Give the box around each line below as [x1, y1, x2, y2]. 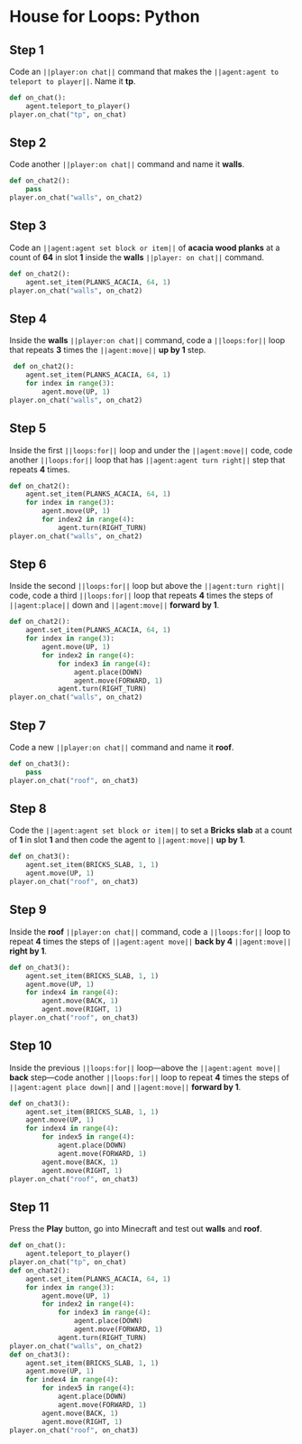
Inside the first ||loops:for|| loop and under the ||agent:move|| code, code [9, 444, 293, 455]
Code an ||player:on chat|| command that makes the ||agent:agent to [9, 66, 279, 77]
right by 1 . [9, 946, 47, 956]
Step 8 [9, 801, 47, 816]
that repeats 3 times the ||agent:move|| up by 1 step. [9, 345, 206, 356]
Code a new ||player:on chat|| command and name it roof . [9, 742, 234, 752]
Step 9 [9, 902, 47, 918]
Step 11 [9, 1199, 50, 1215]
